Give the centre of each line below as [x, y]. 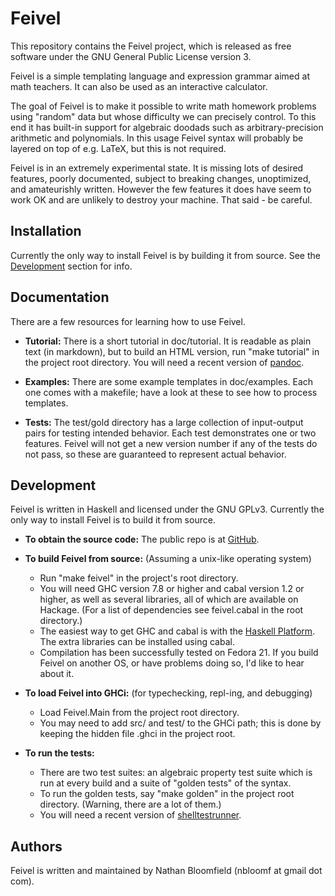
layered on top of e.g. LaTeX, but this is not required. [118, 148]
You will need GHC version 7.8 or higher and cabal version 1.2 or [172, 589]
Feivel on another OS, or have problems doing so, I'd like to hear [172, 663]
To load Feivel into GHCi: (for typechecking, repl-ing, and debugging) [168, 693]
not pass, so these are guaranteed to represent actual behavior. [155, 454]
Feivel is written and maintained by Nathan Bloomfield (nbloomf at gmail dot [166, 871]
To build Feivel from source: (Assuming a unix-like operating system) [168, 559]
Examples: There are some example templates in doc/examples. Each [169, 381]
